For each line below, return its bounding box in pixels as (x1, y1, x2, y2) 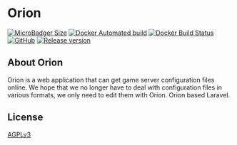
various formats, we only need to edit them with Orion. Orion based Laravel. (7, 90, 231, 99)
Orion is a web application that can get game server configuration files (7, 75, 215, 84)
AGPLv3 (7, 130, 31, 139)
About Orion (7, 57, 64, 69)
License (7, 112, 44, 124)
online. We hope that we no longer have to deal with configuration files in (7, 83, 223, 92)
